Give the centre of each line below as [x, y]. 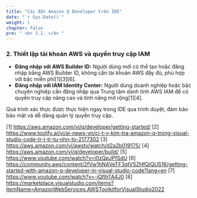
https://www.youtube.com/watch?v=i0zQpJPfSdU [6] [71, 158]
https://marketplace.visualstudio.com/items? [60, 183]
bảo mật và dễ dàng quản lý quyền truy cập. [60, 116]
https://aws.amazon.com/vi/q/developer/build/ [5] [67, 152]
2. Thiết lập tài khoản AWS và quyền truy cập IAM [78, 54]
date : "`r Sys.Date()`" [35, 17]
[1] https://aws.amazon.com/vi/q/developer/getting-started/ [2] [83, 127]
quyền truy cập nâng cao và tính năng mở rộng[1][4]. [79, 98]
